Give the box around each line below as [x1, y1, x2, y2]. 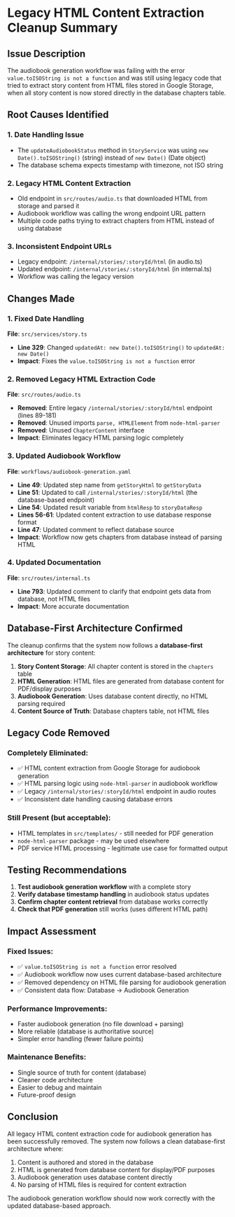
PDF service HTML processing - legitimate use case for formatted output [17, 843, 228, 852]
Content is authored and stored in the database [17, 1158, 154, 1167]
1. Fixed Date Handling [7, 313, 85, 323]
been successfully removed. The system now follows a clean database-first [7, 1137, 226, 1145]
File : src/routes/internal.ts [7, 573, 91, 582]
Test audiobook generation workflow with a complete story [17, 883, 191, 891]
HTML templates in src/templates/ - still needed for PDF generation [17, 829, 214, 837]
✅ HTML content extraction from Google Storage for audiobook [17, 764, 201, 773]
